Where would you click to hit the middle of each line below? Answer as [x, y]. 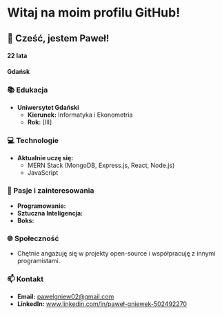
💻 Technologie [33, 140]
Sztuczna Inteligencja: [50, 213]
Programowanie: [41, 206]
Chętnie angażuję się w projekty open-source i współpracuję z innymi [116, 253]
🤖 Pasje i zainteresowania [51, 191]
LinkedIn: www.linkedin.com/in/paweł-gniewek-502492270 [102, 304]
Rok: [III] [40, 122]
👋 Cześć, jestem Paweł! [58, 38]
